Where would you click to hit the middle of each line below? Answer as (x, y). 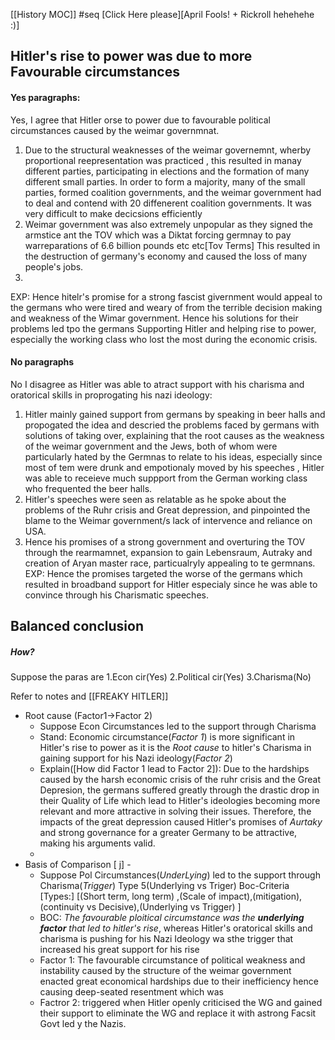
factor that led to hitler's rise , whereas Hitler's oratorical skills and (176, 928)
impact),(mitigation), (260, 896)
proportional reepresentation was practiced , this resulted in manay (163, 160)
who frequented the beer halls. (88, 488)
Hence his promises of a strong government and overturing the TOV (165, 541)
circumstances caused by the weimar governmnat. (115, 130)
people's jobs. (54, 266)
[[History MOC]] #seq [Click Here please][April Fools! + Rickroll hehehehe (162, 14)
